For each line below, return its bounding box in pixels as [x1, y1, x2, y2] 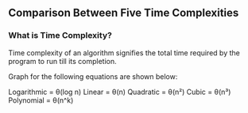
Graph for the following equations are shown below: [8, 71, 178, 81]
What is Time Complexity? [8, 30, 113, 41]
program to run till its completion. [8, 56, 117, 66]
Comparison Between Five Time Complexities [8, 6, 239, 20]
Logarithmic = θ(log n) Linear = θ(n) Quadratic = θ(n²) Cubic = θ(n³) [8, 87, 231, 96]
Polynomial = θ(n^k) [8, 95, 74, 105]
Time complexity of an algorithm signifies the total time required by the [8, 47, 240, 58]
